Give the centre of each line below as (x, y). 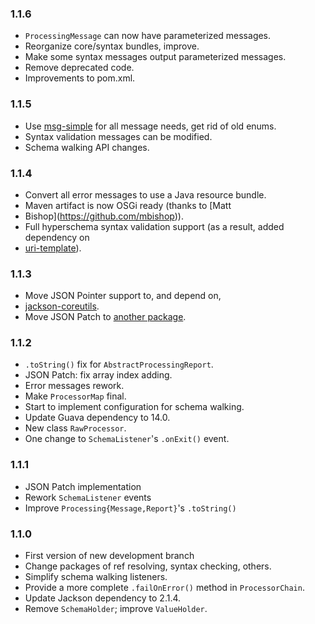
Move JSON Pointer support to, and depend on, (123, 296)
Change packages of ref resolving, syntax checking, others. (148, 566)
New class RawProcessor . (75, 428)
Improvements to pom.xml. (80, 78)
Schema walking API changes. (87, 147)
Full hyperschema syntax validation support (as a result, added (154, 226)
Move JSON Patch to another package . (105, 317)
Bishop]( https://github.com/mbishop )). (104, 216)
